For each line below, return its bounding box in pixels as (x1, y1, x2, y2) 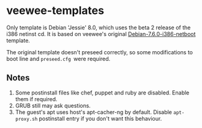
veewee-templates (6, 4, 105, 18)
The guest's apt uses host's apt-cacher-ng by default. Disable (15, 108, 173, 116)
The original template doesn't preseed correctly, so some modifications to (6, 48, 193, 55)
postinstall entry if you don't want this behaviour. (39, 115, 162, 122)
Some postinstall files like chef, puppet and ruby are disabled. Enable (15, 89, 190, 96)
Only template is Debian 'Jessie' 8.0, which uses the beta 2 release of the (6, 24, 191, 31)
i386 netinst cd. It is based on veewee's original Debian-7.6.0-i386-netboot (6, 30, 196, 37)
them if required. (15, 95, 58, 102)
